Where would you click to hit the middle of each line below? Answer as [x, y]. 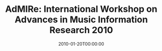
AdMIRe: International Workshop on [81, 9]
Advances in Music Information [81, 20]
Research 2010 [81, 30]
